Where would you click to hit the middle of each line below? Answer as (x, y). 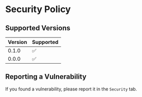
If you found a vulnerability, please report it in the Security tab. (71, 89)
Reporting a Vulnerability (46, 77)
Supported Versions (38, 28)
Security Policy (38, 9)
